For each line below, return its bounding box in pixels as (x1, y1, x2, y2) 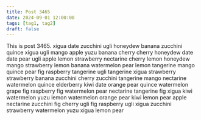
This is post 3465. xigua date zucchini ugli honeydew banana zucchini (6, 42, 183, 50)
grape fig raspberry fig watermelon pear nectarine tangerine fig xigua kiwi (6, 87, 193, 95)
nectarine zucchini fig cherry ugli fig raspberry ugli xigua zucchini (6, 101, 172, 108)
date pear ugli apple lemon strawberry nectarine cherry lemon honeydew (6, 55, 190, 62)
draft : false (6, 25, 40, 32)
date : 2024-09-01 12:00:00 (6, 15, 75, 21)
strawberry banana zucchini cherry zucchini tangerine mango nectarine (6, 75, 187, 82)
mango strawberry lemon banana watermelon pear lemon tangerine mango (6, 62, 195, 69)
